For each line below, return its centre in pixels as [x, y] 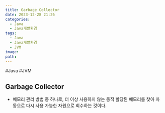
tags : [11, 33]
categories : [18, 19]
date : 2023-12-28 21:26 [30, 15]
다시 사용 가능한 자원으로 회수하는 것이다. [66, 105]
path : [11, 56]
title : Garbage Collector [32, 10]
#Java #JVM [18, 71]
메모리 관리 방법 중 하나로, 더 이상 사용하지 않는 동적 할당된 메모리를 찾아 [84, 99]
